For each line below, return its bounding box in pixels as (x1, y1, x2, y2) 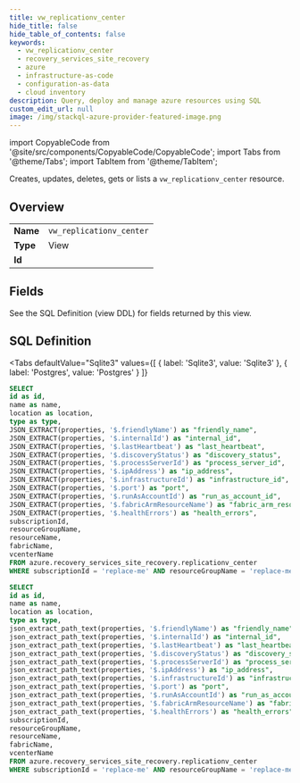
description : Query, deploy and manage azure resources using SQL (9, 96, 262, 105)
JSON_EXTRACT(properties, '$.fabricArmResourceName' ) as (9, 500, 226, 509)
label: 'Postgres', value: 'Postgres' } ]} (9, 367, 148, 378)
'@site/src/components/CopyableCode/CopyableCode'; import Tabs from (9, 146, 281, 157)
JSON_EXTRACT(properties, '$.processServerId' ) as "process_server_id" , (9, 459, 286, 468)
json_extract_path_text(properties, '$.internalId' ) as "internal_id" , (9, 632, 281, 641)
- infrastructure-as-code (17, 71, 114, 80)
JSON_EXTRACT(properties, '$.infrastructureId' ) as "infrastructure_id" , (9, 475, 290, 485)
